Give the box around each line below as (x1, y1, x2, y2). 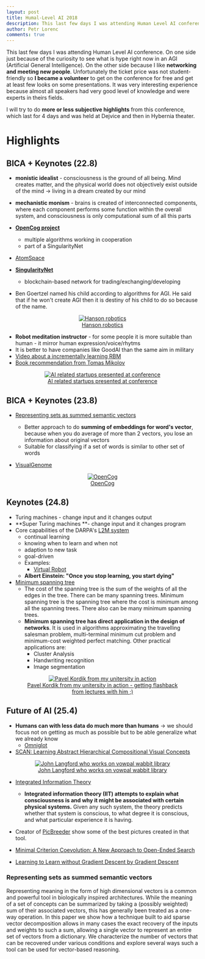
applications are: (24, 643, 67, 651)
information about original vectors (24, 436, 110, 444)
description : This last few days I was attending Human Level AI (6, 20, 176, 26)
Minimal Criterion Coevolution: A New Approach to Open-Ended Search (15, 846, 195, 854)
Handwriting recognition (33, 656, 95, 664)
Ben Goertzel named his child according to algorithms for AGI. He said (15, 290, 192, 297)
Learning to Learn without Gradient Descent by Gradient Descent (15, 858, 179, 865)
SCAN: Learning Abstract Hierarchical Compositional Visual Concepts (15, 748, 190, 755)
